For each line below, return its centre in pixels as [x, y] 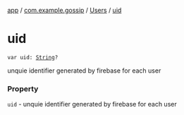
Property [23, 89]
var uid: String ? [33, 57]
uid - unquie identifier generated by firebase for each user [92, 104]
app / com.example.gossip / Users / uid [65, 10]
